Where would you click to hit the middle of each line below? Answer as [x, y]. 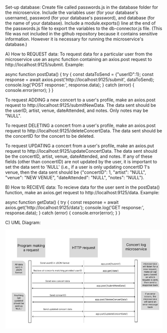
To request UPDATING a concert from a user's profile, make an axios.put [80, 146]
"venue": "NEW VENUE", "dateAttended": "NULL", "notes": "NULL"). [75, 177]
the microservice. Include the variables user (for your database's [72, 12]
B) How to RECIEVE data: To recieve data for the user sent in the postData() [83, 187]
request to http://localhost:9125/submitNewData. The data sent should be [81, 105]
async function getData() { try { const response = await [62, 202]
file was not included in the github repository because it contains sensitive [82, 34]
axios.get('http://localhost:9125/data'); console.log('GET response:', [75, 207]
